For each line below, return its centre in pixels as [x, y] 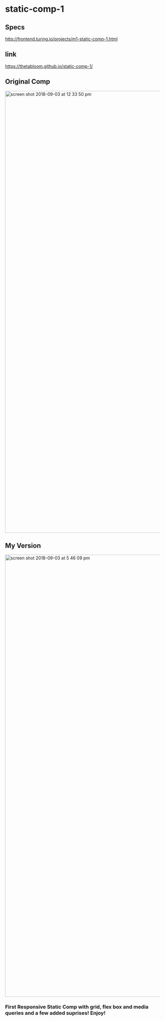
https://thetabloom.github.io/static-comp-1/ [49, 66]
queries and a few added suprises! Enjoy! [55, 1013]
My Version [23, 546]
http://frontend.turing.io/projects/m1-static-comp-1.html [61, 39]
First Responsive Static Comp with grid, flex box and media [77, 1007]
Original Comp [28, 82]
